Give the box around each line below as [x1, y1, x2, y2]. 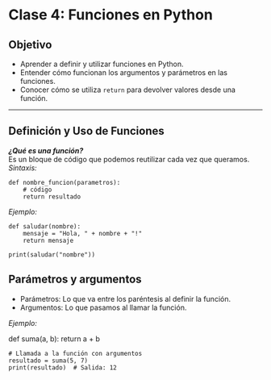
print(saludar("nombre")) [8, 250, 95, 259]
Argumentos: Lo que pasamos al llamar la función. [19, 303, 187, 312]
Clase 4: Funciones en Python [8, 6, 214, 24]
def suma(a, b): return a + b [8, 333, 101, 344]
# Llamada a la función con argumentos [8, 349, 143, 357]
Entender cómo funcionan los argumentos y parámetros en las [19, 68, 228, 77]
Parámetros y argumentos [8, 273, 143, 286]
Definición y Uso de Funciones [8, 124, 165, 138]
